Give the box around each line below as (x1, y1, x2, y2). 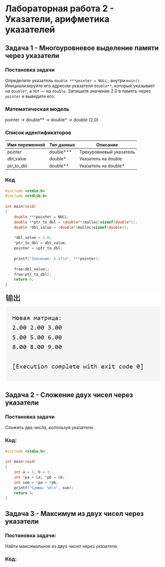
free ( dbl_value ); (14, 267, 50, 272)
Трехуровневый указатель (79, 149, 135, 155)
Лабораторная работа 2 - (5, 3, 114, 14)
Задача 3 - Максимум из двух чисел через (5, 509, 144, 518)
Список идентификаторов (5, 129, 71, 136)
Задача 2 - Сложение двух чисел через (5, 390, 133, 399)
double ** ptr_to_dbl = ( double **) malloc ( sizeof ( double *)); (14, 220, 138, 225)
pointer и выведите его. (5, 93, 56, 99)
